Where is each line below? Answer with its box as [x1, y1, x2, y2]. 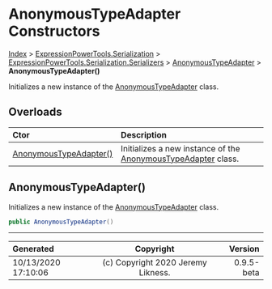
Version [228, 244, 260, 255]
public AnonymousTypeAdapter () [8, 218, 114, 226]
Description [121, 129, 168, 140]
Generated [12, 244, 54, 255]
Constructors [8, 22, 100, 40]
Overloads [8, 105, 62, 119]
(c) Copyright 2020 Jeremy [102, 257, 208, 268]
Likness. [138, 267, 171, 278]
